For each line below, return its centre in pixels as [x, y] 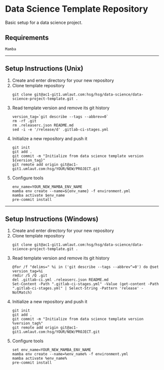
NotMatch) [22, 293]
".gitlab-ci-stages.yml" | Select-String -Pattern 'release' [76, 289]
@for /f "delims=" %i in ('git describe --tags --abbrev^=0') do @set [85, 267]
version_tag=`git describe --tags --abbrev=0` [60, 117]
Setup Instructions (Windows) [52, 219]
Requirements [27, 38]
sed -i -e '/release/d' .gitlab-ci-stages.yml [60, 129]
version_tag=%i [28, 272]
